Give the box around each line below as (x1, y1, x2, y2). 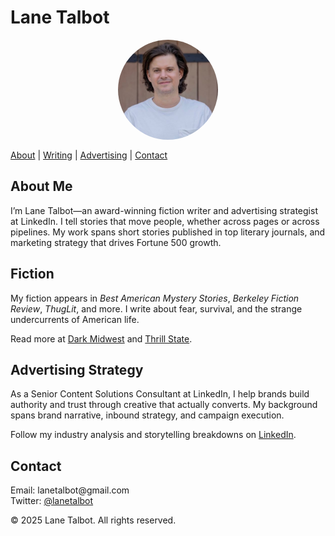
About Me (10, 178, 73, 195)
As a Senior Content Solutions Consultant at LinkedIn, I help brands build (10, 388, 310, 400)
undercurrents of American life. (10, 313, 140, 325)
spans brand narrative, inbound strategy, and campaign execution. (10, 409, 285, 421)
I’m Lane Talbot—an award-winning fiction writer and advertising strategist (10, 204, 318, 216)
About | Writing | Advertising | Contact (10, 149, 168, 161)
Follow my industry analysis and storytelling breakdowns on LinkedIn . (10, 429, 297, 441)
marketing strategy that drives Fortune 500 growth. (10, 236, 222, 248)
